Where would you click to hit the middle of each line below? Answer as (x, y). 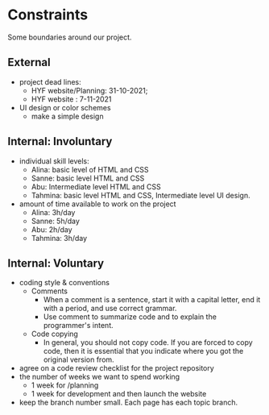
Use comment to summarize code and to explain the (130, 317)
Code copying (54, 334)
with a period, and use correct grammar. (110, 309)
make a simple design (67, 116)
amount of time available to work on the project (97, 204)
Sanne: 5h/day (55, 221)
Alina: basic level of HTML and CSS (90, 169)
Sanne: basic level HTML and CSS (88, 178)
